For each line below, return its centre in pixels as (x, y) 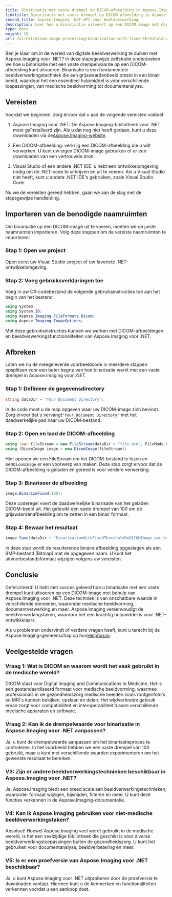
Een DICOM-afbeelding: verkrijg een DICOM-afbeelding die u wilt (82, 145)
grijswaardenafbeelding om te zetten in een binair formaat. (67, 514)
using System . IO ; (24, 311)
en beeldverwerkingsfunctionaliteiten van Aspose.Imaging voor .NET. (78, 336)
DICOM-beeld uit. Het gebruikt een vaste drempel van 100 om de (74, 509)
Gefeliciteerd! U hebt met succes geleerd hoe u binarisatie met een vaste (82, 587)
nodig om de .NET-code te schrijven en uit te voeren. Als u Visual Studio (89, 171)
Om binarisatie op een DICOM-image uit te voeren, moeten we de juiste (81, 226)
